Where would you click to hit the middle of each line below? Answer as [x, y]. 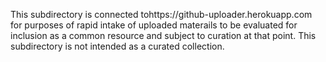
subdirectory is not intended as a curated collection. [117, 46]
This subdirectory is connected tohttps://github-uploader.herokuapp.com [161, 14]
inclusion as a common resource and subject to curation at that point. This [163, 35]
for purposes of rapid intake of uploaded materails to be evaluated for [154, 25]
